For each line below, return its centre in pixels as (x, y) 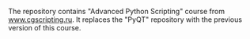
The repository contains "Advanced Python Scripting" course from (117, 11)
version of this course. (45, 28)
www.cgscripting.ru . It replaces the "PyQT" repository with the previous (125, 19)
